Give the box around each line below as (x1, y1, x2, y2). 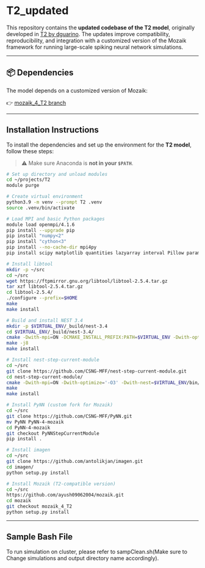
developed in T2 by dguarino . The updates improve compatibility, (6, 30, 171, 37)
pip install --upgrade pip (6, 227, 75, 233)
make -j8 (6, 340, 29, 346)
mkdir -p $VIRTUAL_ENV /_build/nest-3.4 (6, 323, 108, 329)
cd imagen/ (6, 464, 34, 470)
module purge (6, 183, 40, 189)
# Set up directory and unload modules (6, 171, 108, 177)
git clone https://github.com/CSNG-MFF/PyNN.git (6, 413, 132, 419)
